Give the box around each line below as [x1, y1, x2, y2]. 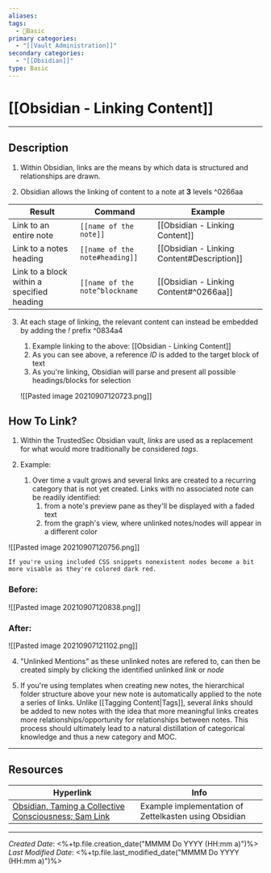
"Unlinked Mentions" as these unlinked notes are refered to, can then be [19, 656, 261, 666]
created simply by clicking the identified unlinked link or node [19, 665, 224, 675]
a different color [44, 527, 98, 537]
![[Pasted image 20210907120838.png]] [8, 602, 141, 612]
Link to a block [12, 265, 68, 277]
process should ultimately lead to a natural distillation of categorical [19, 723, 245, 733]
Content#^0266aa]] [156, 286, 234, 297]
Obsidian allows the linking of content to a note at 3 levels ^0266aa [19, 186, 244, 196]
